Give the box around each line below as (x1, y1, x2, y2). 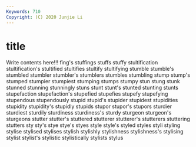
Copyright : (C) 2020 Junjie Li (6, 14, 83, 20)
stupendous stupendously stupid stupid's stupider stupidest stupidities (6, 97, 178, 104)
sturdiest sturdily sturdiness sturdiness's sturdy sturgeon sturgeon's (6, 109, 172, 116)
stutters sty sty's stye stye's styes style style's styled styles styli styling (6, 122, 181, 129)
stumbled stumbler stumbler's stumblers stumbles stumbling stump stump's (6, 71, 190, 79)
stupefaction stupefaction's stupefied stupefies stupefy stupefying (6, 90, 168, 97)
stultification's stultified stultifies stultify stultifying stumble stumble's (6, 66, 174, 73)
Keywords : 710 (6, 8, 41, 15)
